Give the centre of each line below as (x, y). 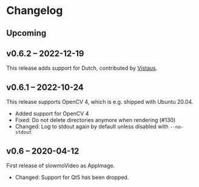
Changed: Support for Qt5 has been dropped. (72, 177)
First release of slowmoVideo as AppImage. (61, 166)
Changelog (35, 11)
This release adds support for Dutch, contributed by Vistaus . (82, 68)
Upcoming (26, 33)
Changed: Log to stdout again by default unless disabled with (92, 127)
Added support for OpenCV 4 (52, 114)
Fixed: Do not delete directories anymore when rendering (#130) (95, 120)
